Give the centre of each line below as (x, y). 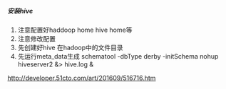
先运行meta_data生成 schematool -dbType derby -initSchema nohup (118, 56)
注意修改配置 (36, 38)
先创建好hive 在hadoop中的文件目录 (70, 47)
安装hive (20, 11)
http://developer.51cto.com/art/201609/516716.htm (82, 78)
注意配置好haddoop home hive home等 (75, 30)
